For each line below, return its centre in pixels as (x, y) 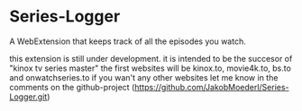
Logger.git (28, 97)
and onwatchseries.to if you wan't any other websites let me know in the (144, 77)
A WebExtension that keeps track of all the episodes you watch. (128, 41)
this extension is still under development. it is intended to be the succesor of (151, 58)
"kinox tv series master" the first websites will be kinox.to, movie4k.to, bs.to (150, 68)
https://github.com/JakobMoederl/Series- (212, 87)
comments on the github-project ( (72, 87)
